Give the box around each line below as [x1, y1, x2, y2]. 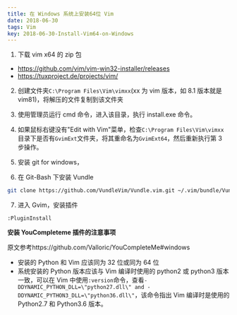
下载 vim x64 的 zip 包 [17, 50, 83, 59]
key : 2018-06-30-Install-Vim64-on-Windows [7, 30, 134, 37]
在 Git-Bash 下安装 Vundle [17, 173, 94, 182]
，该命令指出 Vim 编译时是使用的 [134, 291, 230, 299]
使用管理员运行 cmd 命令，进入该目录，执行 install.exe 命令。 [17, 110, 197, 119]
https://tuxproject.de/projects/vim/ [17, 72, 119, 81]
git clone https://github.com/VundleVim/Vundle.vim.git [7, 187, 175, 194]
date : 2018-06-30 [7, 17, 59, 24]
